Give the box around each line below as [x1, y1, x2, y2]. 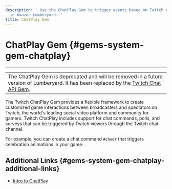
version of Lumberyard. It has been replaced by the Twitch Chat [8, 80, 161, 87]
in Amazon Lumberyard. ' [10, 12, 63, 17]
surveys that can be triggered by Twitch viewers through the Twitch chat [5, 121, 159, 127]
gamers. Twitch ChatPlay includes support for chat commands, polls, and [5, 115, 160, 122]
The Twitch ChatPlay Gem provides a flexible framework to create [5, 99, 144, 105]
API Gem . [8, 86, 31, 93]
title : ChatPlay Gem [5, 17, 50, 22]
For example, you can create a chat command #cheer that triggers [5, 136, 144, 142]
